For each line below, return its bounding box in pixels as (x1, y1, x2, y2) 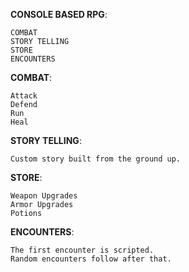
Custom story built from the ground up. (10, 154, 182, 164)
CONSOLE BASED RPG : (10, 9, 108, 20)
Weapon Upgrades (10, 191, 78, 201)
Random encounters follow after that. (10, 254, 172, 264)
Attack (10, 91, 38, 101)
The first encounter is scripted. (10, 245, 155, 255)
